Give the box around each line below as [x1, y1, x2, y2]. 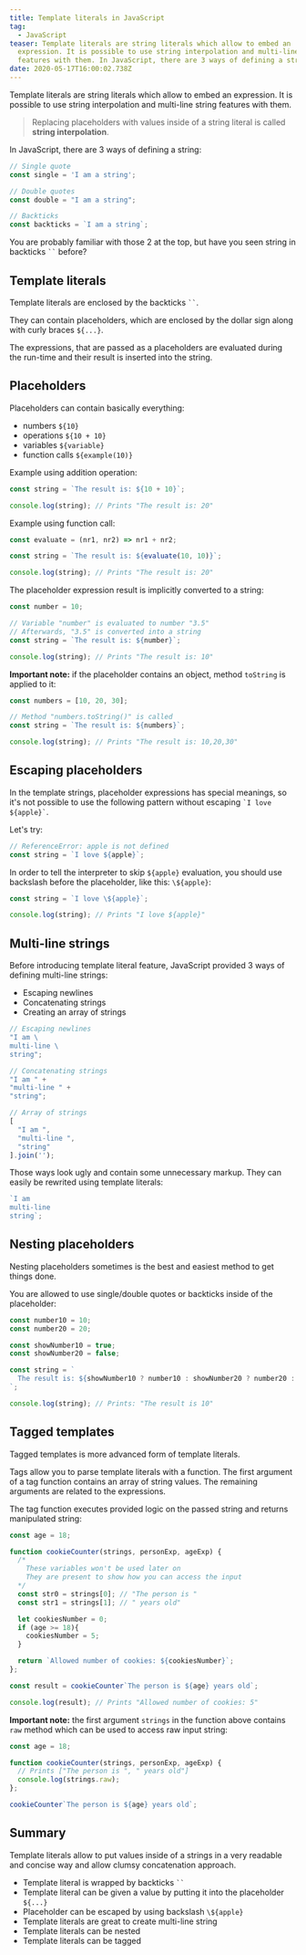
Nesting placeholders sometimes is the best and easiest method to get [9, 1260, 275, 1271]
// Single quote [9, 162, 71, 171]
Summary [9, 1825, 66, 1841]
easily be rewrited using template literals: [9, 1176, 164, 1187]
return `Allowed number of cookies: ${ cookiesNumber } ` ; [17, 1657, 234, 1666]
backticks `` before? [9, 246, 87, 257]
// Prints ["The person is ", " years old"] [17, 1767, 189, 1776]
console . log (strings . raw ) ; [17, 1775, 120, 1784]
